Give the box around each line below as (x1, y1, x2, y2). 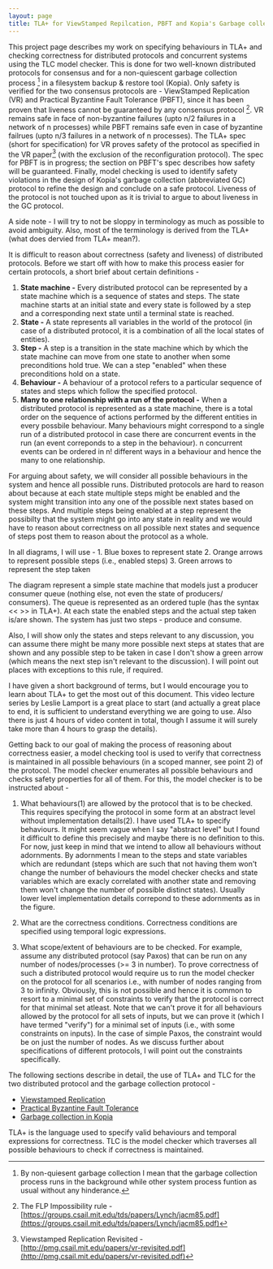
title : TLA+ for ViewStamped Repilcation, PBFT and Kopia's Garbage (8, 19, 245, 28)
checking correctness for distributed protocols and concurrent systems (8, 50, 248, 60)
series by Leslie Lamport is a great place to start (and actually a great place (8, 698, 261, 708)
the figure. (19, 903, 55, 912)
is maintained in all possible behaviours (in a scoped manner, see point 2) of (8, 757, 263, 767)
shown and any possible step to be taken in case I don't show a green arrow (8, 647, 264, 658)
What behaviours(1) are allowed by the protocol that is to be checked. (19, 799, 253, 808)
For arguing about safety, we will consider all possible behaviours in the (8, 471, 249, 481)
